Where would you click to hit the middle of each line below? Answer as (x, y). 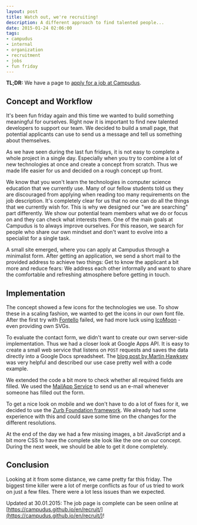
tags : (13, 34)
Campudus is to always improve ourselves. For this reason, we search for (95, 226)
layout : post (22, 11)
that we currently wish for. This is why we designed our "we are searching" (97, 207)
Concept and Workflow (49, 101)
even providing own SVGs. (38, 326)
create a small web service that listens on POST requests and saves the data (97, 350)
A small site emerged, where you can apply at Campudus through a (88, 250)
